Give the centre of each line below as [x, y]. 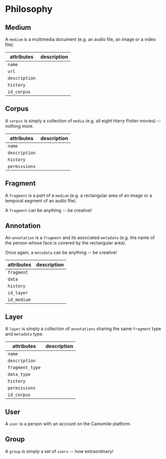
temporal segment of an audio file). [41, 201]
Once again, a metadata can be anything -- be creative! [61, 253]
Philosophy [29, 9]
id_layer [18, 293]
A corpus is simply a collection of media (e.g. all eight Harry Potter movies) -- [83, 120]
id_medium [19, 300]
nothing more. [19, 126]
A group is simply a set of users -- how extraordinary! [59, 451]
